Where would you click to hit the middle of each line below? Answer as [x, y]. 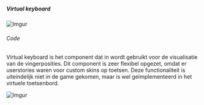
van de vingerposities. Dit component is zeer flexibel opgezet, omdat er [96, 64]
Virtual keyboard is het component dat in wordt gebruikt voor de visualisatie [102, 57]
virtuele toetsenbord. [33, 84]
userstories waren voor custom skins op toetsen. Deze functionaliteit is [96, 70]
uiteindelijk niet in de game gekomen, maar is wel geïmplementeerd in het [99, 77]
